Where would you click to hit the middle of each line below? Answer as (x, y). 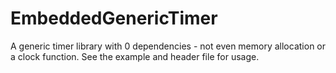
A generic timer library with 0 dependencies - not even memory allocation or (168, 46)
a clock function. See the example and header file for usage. (135, 56)
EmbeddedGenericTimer (114, 18)
